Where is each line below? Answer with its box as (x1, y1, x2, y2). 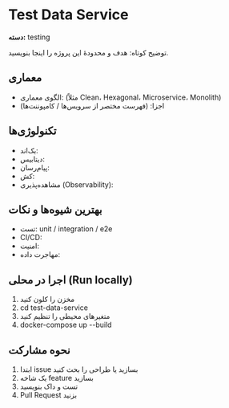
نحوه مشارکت (8, 343, 70, 357)
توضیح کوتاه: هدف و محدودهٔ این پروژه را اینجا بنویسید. (8, 47, 169, 57)
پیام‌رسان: (19, 162, 50, 172)
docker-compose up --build (19, 320, 112, 330)
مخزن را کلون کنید (19, 295, 75, 304)
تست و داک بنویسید (19, 381, 78, 391)
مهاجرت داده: (19, 250, 61, 259)
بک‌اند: (19, 145, 38, 155)
